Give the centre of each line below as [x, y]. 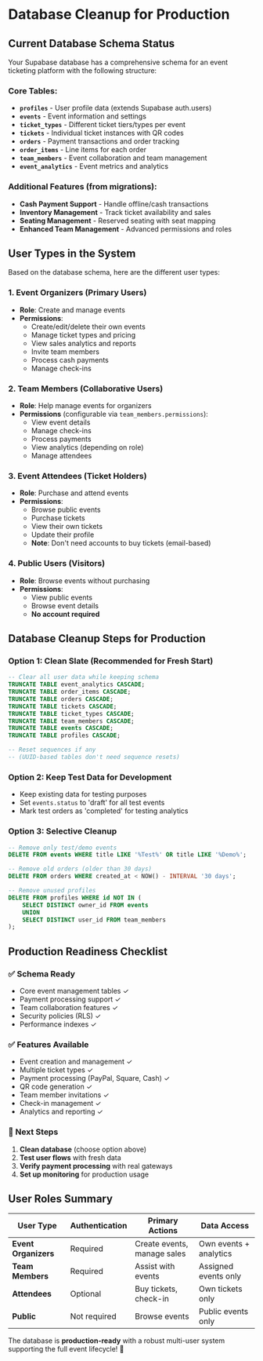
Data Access [225, 1226]
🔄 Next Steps [33, 1132]
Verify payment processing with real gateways [96, 1166]
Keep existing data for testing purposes [83, 794]
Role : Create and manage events [72, 310]
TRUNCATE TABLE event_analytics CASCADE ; [77, 684]
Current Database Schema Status [92, 44]
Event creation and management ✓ [76, 1062]
